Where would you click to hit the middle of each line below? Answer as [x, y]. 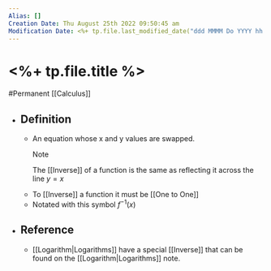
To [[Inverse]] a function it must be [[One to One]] [115, 195]
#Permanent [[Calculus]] [49, 93]
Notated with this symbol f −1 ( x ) [84, 204]
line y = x [48, 179]
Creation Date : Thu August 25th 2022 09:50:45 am [94, 24]
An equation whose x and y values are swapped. [113, 139]
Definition [45, 119]
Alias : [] [25, 16]
